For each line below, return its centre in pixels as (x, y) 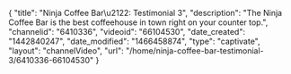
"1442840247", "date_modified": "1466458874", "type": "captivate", (135, 41)
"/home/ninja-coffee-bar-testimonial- (194, 51)
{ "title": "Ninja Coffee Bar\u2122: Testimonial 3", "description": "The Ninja (145, 13)
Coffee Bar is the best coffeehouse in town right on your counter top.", (138, 22)
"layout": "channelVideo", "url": (66, 51)
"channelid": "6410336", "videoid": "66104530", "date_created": (127, 32)
